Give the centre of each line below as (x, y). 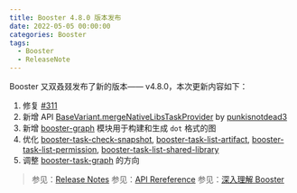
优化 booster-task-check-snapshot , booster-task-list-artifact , (136, 139)
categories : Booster (48, 34)
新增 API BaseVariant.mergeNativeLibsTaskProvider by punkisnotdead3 (154, 117)
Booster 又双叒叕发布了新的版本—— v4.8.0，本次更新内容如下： (129, 86)
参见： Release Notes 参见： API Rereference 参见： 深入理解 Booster (158, 179)
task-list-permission (60, 149)
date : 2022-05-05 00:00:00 (60, 26)
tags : (19, 43)
